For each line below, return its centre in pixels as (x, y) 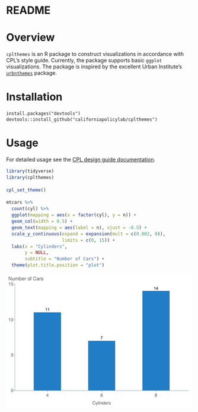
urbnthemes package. (32, 73)
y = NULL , (37, 253)
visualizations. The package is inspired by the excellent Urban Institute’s (94, 67)
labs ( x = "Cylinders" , (39, 246)
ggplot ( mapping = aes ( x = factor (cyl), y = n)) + (74, 215)
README (28, 10)
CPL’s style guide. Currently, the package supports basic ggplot (84, 61)
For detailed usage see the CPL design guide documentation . (81, 159)
